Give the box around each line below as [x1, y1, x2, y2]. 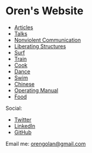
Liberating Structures [14, 43, 66, 50]
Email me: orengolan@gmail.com [5, 140, 86, 147]
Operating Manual [14, 87, 59, 94]
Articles [14, 24, 33, 31]
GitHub [14, 129, 32, 136]
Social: [5, 104, 23, 111]
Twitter [14, 116, 32, 123]
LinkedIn [14, 122, 36, 129]
